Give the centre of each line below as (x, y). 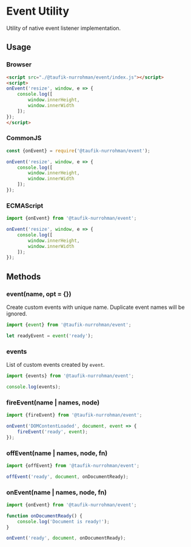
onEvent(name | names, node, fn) (57, 492)
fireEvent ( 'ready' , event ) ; (52, 432)
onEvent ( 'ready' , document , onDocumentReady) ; (66, 538)
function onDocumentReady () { (45, 516)
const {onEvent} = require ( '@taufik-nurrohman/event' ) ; (78, 150)
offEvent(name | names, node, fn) (57, 453)
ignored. (17, 314)
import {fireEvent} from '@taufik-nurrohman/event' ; (74, 415)
